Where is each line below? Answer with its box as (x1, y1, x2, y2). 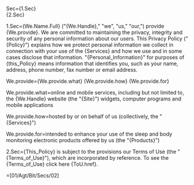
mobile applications (6, 102, 53, 108)
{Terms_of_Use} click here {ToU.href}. (6, 161, 98, 167)
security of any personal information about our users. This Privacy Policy (6, 35, 183, 42)
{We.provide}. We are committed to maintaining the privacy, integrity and (6, 29, 183, 36)
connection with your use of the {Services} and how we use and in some (6, 48, 182, 55)
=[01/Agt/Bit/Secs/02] (6, 172, 59, 179)
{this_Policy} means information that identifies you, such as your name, (6, 60, 179, 67)
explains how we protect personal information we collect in (31, 41, 173, 48)
